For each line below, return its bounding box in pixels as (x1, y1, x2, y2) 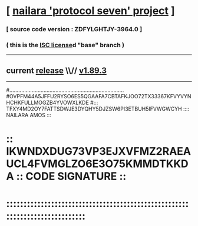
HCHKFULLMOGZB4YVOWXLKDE (6, 99, 90, 107)
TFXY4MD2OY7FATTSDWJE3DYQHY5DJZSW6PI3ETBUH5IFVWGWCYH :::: (6, 105, 190, 112)
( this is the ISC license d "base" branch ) (6, 41, 125, 49)
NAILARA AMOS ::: (6, 112, 52, 119)
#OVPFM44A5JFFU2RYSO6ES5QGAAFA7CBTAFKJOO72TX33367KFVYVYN (6, 93, 192, 100)
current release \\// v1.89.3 (6, 65, 107, 75)
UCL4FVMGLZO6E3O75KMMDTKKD (6, 157, 189, 171)
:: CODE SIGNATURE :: (16, 169, 127, 183)
